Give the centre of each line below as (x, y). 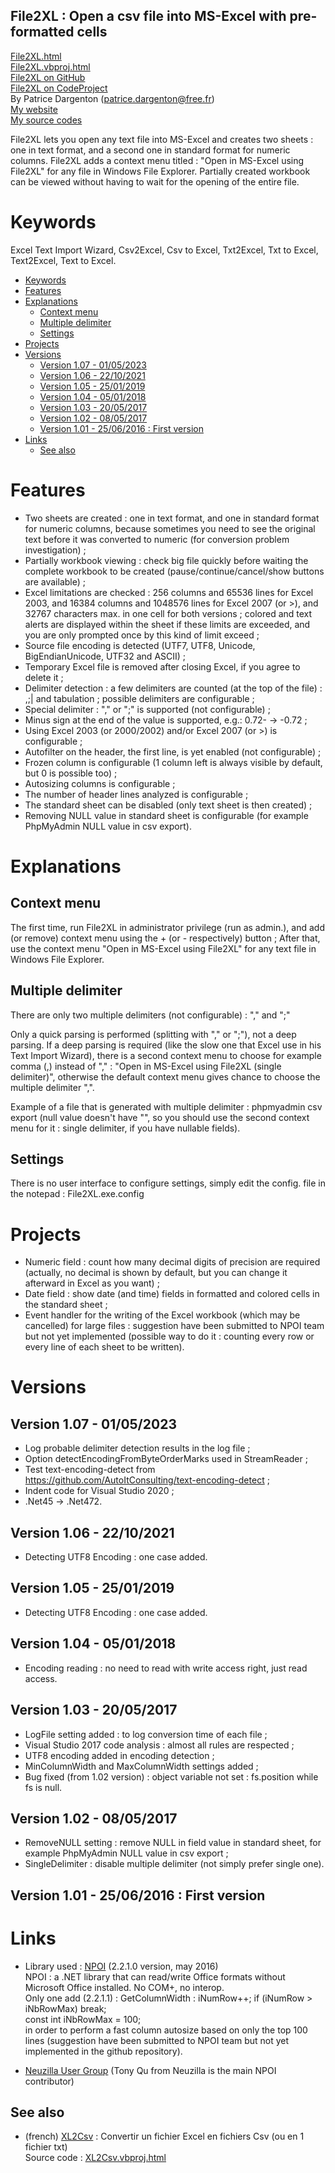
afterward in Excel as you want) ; (92, 1283)
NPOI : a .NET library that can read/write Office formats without (155, 1976)
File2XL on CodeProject (59, 88)
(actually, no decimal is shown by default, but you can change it (156, 1273)
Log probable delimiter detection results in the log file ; (137, 1448)
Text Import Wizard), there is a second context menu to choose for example (166, 1055)
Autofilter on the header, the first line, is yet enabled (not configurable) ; (173, 751)
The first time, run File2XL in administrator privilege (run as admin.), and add (167, 927)
